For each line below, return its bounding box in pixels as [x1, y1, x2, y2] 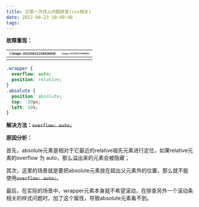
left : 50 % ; [11, 104, 39, 110]
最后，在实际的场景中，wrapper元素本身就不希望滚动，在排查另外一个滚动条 [6, 187, 194, 194]
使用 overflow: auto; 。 [6, 174, 62, 182]
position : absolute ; [11, 93, 62, 99]
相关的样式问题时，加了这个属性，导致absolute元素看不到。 [6, 194, 153, 202]
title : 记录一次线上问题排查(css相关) [6, 8, 91, 15]
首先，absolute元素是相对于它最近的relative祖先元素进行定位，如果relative [6, 147, 188, 154]
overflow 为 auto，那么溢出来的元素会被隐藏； [16, 155, 130, 162]
